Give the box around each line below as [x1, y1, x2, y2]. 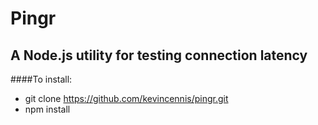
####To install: [10, 73, 73, 85]
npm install [24, 103, 71, 115]
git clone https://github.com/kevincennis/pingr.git [24, 93, 229, 104]
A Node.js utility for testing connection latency [10, 47, 308, 64]
